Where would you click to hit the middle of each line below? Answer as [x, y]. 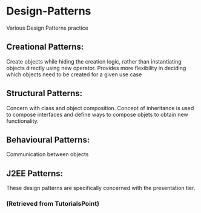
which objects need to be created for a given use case [74, 74]
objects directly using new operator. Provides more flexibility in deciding [96, 68]
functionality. [23, 121]
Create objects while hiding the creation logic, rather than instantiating [94, 61]
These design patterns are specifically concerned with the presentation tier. [101, 188]
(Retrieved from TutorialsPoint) [53, 204]
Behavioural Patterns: [48, 139]
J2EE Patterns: [35, 173]
